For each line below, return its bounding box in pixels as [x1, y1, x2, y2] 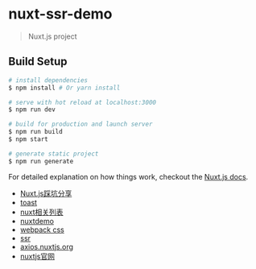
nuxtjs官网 [19, 251, 55, 261]
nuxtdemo [19, 216, 55, 226]
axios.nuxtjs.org [19, 242, 74, 251]
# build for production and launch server [8, 120, 153, 129]
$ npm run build [8, 128, 63, 136]
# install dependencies [8, 76, 89, 85]
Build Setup [8, 55, 68, 68]
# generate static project [8, 150, 99, 158]
